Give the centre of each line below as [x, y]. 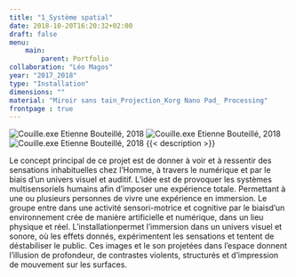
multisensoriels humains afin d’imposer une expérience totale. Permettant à [148, 189]
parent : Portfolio [75, 59]
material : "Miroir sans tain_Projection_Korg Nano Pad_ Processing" [139, 100]
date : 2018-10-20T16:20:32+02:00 [71, 26]
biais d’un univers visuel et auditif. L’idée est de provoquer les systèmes [141, 180]
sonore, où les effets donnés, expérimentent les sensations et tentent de [142, 236]
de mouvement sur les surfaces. [68, 265]
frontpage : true [41, 109]
